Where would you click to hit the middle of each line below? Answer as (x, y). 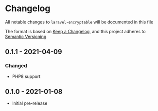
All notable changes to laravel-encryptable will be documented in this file (79, 22)
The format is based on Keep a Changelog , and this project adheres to (75, 31)
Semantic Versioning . (26, 37)
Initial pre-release (30, 103)
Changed (16, 66)
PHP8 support (26, 76)
